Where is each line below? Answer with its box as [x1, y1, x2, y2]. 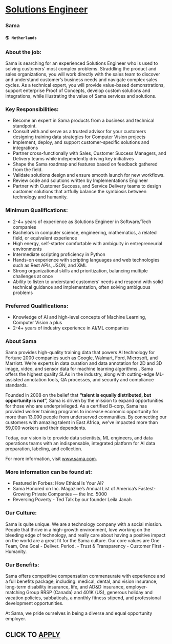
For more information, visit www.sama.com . [5, 456, 97, 462]
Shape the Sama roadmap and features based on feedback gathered [12, 161, 158, 168]
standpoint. [12, 123, 37, 129]
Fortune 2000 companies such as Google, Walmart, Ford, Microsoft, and [5, 355, 158, 361]
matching [5, 590, 26, 596]
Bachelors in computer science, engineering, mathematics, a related [12, 229, 157, 235]
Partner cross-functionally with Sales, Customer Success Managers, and [12, 150, 166, 156]
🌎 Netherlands [5, 35, 37, 41]
